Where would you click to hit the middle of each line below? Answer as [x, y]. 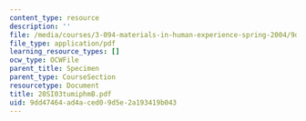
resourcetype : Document [55, 86]
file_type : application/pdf [63, 43]
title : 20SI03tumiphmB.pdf [61, 94]
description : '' [40, 26]
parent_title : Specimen [55, 69]
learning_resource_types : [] [65, 52]
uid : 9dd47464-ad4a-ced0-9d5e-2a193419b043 [93, 102]
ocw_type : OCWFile [44, 60]
